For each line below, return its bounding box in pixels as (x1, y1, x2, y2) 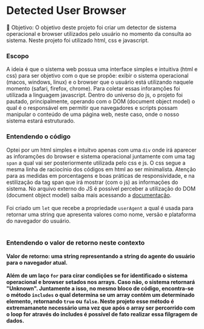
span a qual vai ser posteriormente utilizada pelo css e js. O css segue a (6, 159, 186, 166)
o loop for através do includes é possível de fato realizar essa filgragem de (6, 310, 198, 317)
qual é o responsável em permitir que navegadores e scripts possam (6, 104, 178, 112)
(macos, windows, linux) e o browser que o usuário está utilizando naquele (6, 78, 194, 86)
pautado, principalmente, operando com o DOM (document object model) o (6, 98, 195, 105)
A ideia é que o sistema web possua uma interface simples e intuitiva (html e (6, 66, 198, 73)
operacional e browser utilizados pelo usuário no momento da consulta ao (6, 30, 192, 37)
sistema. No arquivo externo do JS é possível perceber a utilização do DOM (6, 185, 196, 192)
